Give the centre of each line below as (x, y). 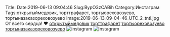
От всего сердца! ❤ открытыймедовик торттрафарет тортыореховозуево (85, 23)
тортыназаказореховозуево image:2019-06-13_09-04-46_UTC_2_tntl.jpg (82, 18)
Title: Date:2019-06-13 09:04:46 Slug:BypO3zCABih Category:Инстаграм (82, 7)
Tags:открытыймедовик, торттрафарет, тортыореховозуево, (70, 13)
